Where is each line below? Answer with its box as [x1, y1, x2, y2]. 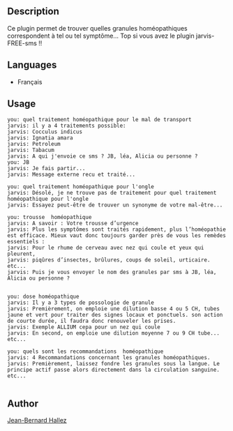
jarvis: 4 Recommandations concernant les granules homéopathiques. [7, 354, 211, 361]
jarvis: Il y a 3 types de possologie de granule [7, 299, 155, 306]
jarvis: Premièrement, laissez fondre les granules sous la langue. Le [7, 361, 220, 368]
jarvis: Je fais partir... [7, 165, 86, 172]
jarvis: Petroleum [7, 141, 61, 148]
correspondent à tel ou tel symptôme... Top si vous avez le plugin [7, 31, 195, 40]
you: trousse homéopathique [7, 214, 92, 221]
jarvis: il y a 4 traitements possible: [7, 122, 127, 130]
